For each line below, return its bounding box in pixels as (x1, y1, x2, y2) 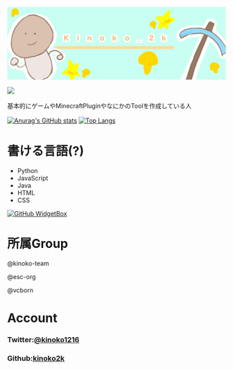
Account (7, 310, 58, 325)
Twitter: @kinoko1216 (7, 334, 80, 344)
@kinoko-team (7, 259, 50, 267)
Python (17, 166, 38, 174)
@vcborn (7, 286, 33, 294)
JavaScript (17, 174, 49, 182)
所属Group (7, 235, 68, 251)
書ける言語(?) (7, 143, 85, 159)
